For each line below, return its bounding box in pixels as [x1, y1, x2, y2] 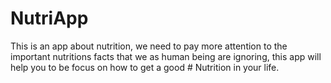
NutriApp [10, 7, 89, 30]
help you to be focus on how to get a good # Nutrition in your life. [10, 61, 280, 73]
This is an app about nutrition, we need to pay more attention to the [10, 40, 288, 52]
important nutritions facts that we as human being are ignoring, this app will [10, 50, 322, 62]
